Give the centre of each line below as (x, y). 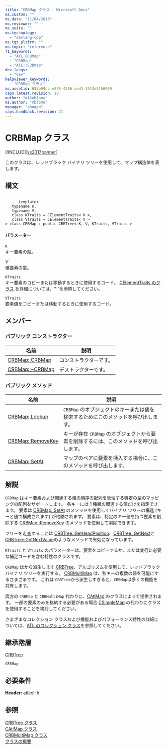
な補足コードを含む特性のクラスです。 (44, 556)
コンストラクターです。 (86, 360)
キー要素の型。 (20, 252)
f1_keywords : (19, 51)
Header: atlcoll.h (22, 693)
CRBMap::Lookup (28, 417)
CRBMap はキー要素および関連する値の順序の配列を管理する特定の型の (76, 498)
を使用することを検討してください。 (42, 608)
